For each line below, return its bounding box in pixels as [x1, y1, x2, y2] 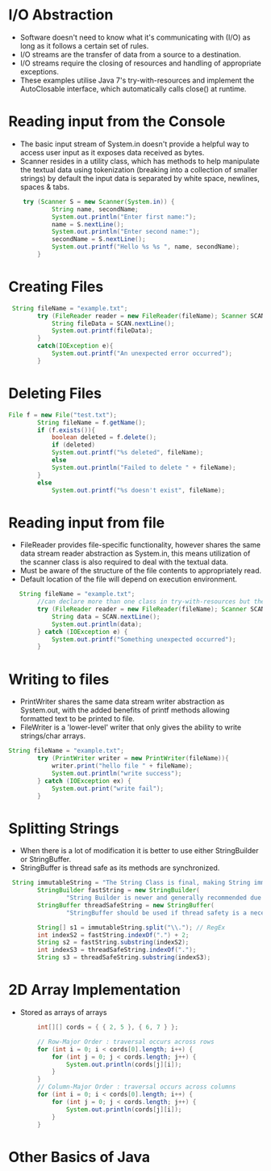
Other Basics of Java [8, 1148, 151, 1166]
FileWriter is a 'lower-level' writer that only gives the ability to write [19, 722, 242, 733]
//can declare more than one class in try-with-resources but [37, 598, 251, 606]
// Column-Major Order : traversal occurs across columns [37, 1083, 236, 1091]
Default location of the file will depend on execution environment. [19, 574, 238, 584]
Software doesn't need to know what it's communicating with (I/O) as [19, 32, 251, 42]
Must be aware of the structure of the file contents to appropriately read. [19, 566, 262, 576]
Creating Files [8, 277, 104, 296]
